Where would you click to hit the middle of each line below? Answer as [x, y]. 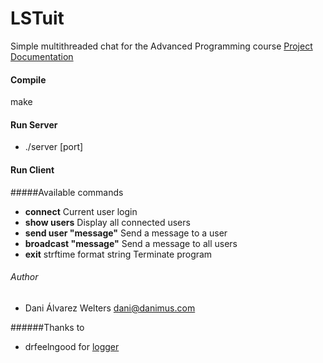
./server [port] [54, 147]
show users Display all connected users [107, 222]
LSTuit [37, 18]
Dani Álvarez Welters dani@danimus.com [110, 308]
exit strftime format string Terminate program [118, 254]
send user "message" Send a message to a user [126, 233]
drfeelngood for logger [72, 346]
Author [24, 277]
